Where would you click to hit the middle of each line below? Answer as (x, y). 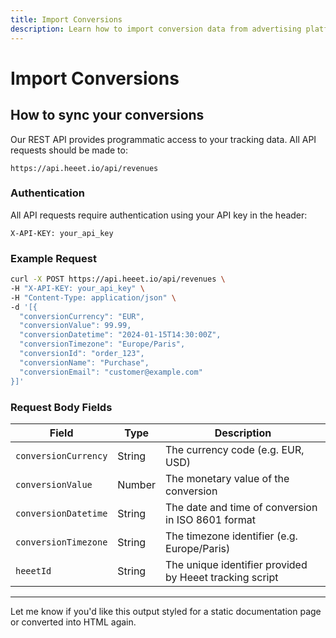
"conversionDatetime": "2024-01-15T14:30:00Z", (120, 335)
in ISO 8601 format (211, 519)
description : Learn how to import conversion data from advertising (156, 29)
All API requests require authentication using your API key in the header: (159, 215)
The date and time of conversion (241, 507)
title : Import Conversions (66, 19)
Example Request (53, 258)
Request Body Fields (61, 407)
